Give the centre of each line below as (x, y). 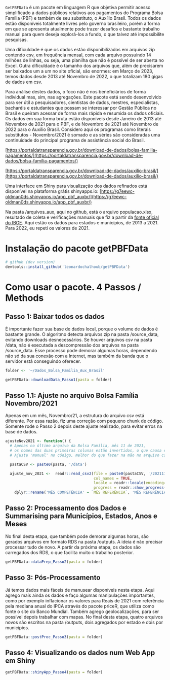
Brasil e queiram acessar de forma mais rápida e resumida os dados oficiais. (85, 113)
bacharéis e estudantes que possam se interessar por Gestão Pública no (81, 108)
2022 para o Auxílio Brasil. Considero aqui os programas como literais (78, 129)
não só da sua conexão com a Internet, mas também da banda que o (77, 356)
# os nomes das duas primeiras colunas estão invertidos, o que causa (86, 451)
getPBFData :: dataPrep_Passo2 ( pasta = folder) (54, 562)
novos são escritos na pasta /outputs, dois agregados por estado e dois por (84, 622)
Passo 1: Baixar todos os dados (55, 317)
